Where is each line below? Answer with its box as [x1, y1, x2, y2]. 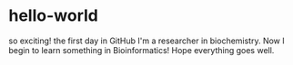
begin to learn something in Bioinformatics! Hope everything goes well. [8, 44, 275, 55]
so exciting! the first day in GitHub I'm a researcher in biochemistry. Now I [8, 35, 285, 46]
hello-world [8, 5, 99, 26]
